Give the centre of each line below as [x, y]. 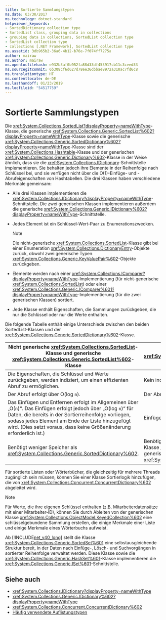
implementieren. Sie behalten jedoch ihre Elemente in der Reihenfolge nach [82, 168]
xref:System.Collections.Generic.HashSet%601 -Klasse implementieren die [81, 559]
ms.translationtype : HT [30, 74]
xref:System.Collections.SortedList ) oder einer [59, 284]
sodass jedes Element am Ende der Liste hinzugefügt [69, 421]
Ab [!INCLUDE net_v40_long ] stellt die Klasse [50, 537]
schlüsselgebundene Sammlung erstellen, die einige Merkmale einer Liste [80, 523]
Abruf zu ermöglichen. [34, 386]
